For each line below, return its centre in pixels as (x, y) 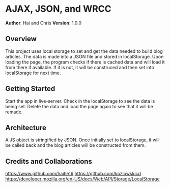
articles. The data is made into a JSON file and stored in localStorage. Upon (84, 56)
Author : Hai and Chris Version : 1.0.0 (44, 23)
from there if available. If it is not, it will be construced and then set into (80, 67)
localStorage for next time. (33, 73)
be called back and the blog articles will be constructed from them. (76, 145)
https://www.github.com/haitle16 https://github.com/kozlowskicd (73, 174)
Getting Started (30, 89)
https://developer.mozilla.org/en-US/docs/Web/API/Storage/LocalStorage (82, 179)
